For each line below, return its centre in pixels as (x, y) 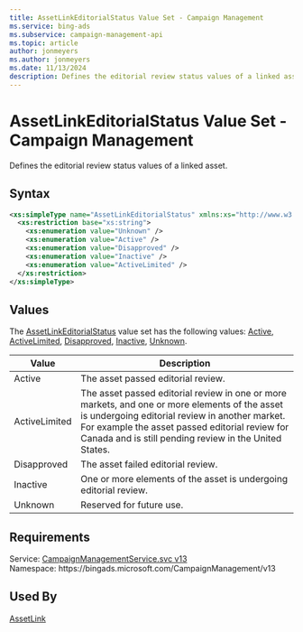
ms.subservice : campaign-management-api (87, 34)
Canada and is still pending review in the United (181, 439)
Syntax (30, 194)
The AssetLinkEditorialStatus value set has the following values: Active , (142, 331)
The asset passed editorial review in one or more (184, 394)
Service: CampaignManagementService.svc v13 (98, 559)
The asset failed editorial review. (149, 464)
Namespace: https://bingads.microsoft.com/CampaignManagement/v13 (143, 568)
